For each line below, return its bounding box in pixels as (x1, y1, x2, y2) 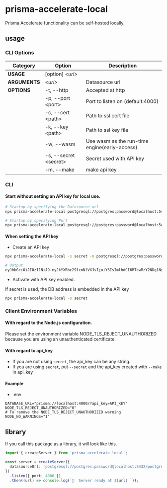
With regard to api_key (5, 347, 53, 353)
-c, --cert (45, 109, 70, 116)
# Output (5, 263, 23, 268)
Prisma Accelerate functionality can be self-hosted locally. (5, 20, 125, 26)
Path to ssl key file (86, 126, 129, 133)
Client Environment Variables (5, 307, 78, 314)
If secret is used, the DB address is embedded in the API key (5, 286, 129, 292)
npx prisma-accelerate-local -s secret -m (5, 254, 94, 259)
